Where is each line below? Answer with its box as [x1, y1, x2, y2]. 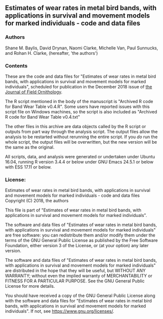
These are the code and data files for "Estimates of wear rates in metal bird [5, 73, 156, 79]
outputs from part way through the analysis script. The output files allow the [5, 128, 158, 134]
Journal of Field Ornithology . [5, 89, 62, 95]
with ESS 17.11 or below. [5, 164, 52, 170]
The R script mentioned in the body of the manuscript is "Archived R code [5, 98, 153, 104]
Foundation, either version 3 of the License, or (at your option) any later [5, 243, 149, 249]
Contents [5, 62, 28, 69]
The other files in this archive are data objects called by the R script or [5, 123, 146, 129]
